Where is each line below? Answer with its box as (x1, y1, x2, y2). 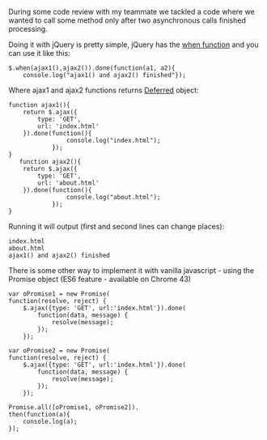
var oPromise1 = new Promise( (8, 290, 111, 298)
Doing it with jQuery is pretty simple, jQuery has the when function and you (8, 40, 259, 49)
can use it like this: (8, 49, 70, 58)
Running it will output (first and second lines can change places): (8, 222, 225, 231)
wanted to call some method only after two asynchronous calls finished (8, 15, 247, 25)
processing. (8, 24, 49, 33)
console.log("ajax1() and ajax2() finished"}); (23, 71, 186, 79)
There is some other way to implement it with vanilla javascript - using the (8, 266, 255, 275)
